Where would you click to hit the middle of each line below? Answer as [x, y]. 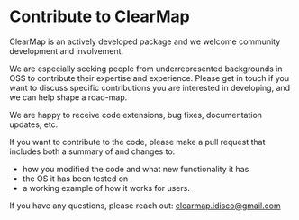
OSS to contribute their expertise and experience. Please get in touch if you [149, 78]
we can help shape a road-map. [68, 97]
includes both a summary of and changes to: [92, 151]
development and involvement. [67, 50]
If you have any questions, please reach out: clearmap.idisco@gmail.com [145, 206]
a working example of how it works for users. [106, 188]
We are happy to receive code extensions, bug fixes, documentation [136, 115]
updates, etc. [34, 124]
